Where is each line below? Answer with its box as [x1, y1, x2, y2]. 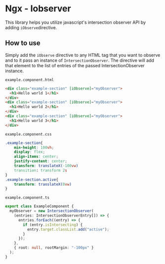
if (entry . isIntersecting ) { [23, 222, 83, 227]
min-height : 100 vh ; [14, 145, 54, 150]
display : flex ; [14, 149, 45, 155]
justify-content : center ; [14, 159, 68, 164]
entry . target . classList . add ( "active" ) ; [27, 227, 110, 232]
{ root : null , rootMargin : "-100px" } [14, 245, 94, 250]
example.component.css [5, 132, 52, 136]
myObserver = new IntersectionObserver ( [9, 209, 94, 214]
